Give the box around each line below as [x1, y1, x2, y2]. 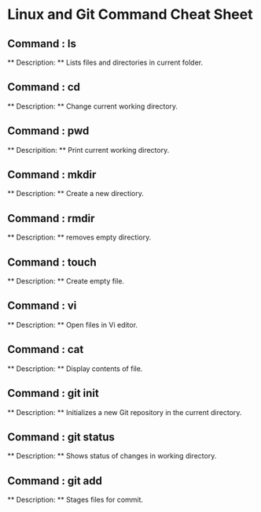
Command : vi [7, 299, 77, 313]
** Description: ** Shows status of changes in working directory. [7, 451, 217, 461]
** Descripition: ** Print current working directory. [7, 145, 170, 154]
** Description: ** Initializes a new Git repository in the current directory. [7, 407, 242, 417]
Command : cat [7, 343, 84, 356]
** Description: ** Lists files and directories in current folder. [7, 58, 204, 67]
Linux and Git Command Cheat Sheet [7, 6, 253, 24]
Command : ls [7, 37, 76, 50]
